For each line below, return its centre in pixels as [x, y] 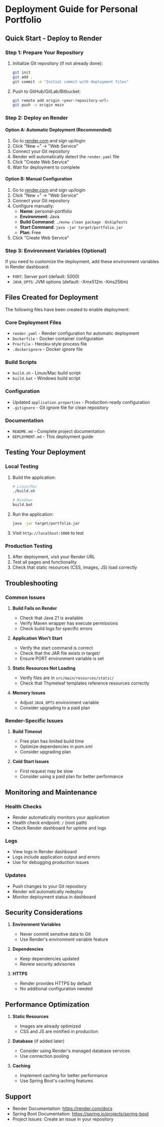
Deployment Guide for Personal [72, 9]
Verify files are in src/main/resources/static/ [67, 678]
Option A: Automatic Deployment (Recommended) [59, 130]
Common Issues [25, 597]
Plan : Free [30, 232]
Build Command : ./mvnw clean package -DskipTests [74, 222]
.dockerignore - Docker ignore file [48, 349]
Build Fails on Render [35, 608]
